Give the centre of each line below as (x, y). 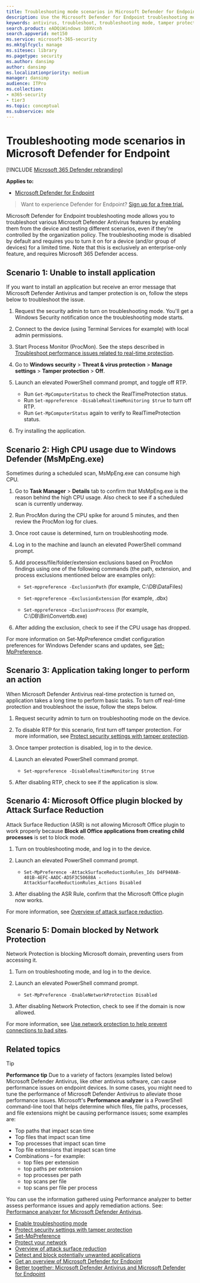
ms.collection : (25, 89)
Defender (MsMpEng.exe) (55, 459)
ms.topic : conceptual (33, 106)
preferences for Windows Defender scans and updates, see (79, 645)
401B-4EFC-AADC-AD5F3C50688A (60, 877)
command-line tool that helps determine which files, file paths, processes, (97, 1107)
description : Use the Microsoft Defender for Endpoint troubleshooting (97, 17)
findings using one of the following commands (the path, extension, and (103, 568)
